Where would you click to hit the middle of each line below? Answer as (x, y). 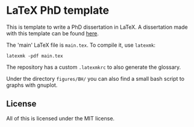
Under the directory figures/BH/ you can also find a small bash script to (95, 78)
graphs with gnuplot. (32, 85)
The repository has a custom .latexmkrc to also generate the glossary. (94, 67)
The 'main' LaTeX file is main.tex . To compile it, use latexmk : (81, 45)
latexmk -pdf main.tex (35, 56)
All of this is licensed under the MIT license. (61, 118)
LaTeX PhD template (58, 10)
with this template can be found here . (53, 33)
